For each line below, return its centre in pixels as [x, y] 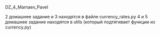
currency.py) [18, 27]
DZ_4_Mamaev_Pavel [27, 7]
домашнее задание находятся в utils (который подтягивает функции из [80, 22]
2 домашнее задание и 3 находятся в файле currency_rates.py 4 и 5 [76, 17]
